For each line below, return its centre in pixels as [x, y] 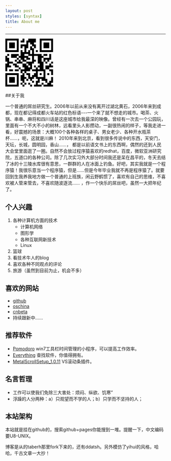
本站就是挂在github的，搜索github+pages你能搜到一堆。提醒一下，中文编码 [84, 430]
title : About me [22, 21]
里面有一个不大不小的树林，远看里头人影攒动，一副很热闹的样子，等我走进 [83, 126]
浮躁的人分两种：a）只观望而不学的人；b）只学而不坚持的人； [78, 399]
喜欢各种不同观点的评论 [37, 264]
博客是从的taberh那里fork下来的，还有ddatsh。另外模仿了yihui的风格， [80, 447]
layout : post [19, 11]
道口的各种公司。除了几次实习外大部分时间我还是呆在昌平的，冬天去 [90, 157]
